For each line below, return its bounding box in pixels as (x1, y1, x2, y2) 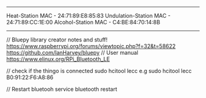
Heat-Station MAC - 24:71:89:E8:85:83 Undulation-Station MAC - (6, 12, 170, 19)
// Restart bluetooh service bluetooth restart (6, 86, 118, 93)
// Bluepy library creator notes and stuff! (6, 36, 108, 43)
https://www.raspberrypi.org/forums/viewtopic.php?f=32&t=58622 (6, 43, 176, 49)
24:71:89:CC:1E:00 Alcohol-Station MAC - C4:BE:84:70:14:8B (6, 19, 161, 26)
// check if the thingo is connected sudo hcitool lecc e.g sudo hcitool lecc (6, 68, 192, 74)
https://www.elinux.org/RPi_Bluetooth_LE (6, 55, 110, 63)
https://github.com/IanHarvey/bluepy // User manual (6, 49, 139, 56)
